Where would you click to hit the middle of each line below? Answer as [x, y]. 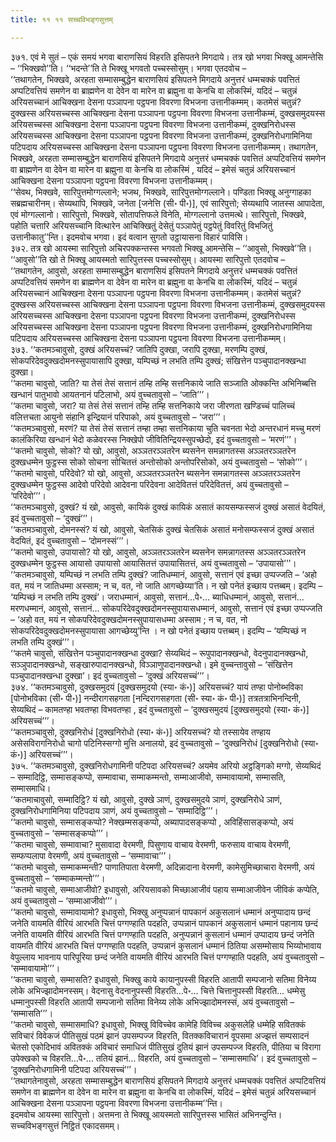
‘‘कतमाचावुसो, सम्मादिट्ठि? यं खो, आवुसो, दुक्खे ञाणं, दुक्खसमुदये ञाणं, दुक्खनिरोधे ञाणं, [146, 799]
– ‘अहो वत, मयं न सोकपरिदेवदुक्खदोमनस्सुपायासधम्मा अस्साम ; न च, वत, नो [129, 619]
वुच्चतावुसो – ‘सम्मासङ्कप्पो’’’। [60, 833]
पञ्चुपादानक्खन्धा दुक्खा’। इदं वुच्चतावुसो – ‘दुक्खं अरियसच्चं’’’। [110, 675]
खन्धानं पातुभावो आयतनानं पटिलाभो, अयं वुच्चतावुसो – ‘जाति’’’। [110, 394]
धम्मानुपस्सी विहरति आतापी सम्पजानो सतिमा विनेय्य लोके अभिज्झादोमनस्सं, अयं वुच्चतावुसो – [152, 1002]
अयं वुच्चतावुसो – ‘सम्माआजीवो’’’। [64, 900]
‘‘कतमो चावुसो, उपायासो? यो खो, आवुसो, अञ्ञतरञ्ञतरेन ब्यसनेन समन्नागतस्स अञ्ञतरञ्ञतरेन [158, 552]
